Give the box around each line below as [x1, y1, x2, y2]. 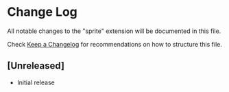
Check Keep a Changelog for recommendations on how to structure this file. [7, 40, 223, 48]
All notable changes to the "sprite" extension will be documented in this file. [7, 27, 221, 35]
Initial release [16, 78, 55, 87]
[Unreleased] [7, 60, 65, 72]
